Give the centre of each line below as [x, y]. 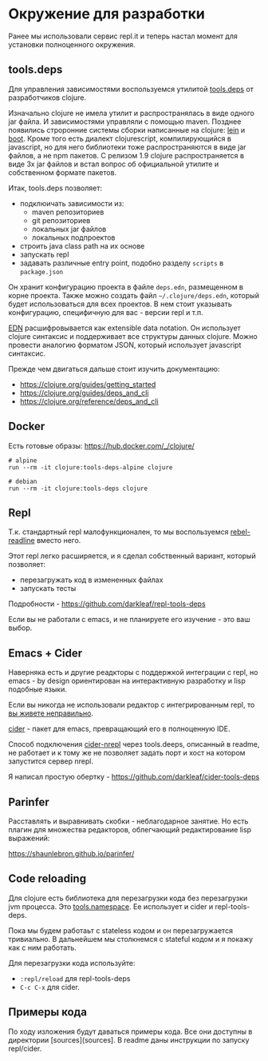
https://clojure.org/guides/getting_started [88, 384]
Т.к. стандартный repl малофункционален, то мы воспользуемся [118, 532]
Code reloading [47, 879]
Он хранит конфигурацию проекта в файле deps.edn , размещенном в [126, 287]
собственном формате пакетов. [63, 172]
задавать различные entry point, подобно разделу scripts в [122, 263]
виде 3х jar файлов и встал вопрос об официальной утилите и [114, 164]
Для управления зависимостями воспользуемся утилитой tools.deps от [131, 89]
